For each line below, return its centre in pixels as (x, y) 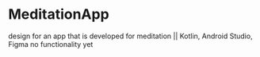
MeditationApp (59, 14)
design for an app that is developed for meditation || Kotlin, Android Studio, (130, 36)
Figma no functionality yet (51, 44)
